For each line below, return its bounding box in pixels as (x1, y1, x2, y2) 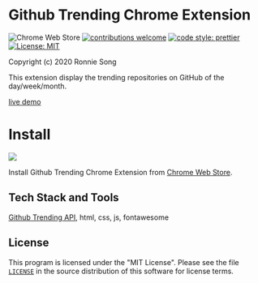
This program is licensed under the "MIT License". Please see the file (8, 257, 239, 267)
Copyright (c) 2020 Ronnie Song (8, 57, 117, 66)
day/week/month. (8, 81, 67, 91)
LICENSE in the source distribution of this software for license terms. (8, 266, 234, 276)
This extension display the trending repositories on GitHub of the (8, 72, 225, 82)
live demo (8, 96, 41, 106)
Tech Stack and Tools (8, 191, 119, 204)
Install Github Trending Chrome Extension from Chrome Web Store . (8, 167, 233, 177)
